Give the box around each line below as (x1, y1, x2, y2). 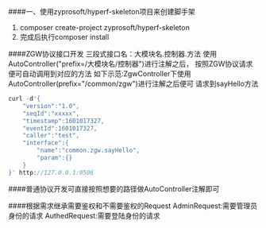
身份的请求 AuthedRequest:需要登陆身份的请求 (8, 211, 160, 220)
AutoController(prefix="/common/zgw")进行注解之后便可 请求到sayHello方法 (8, 79, 259, 88)
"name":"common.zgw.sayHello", (37, 146, 141, 155)
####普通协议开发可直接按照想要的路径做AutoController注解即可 (8, 184, 220, 193)
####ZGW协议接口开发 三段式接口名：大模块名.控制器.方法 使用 (8, 49, 217, 58)
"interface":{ (22, 139, 69, 147)
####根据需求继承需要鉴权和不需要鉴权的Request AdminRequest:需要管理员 (8, 201, 258, 211)
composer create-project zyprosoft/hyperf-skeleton (19, 23, 191, 32)
